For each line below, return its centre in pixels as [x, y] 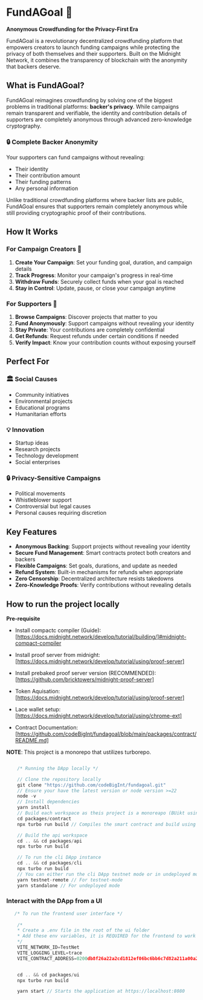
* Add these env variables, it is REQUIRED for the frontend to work [107, 936]
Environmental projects [44, 401]
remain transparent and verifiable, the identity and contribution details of [97, 113]
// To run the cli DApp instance [59, 858]
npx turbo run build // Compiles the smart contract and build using [107, 824]
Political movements [40, 494]
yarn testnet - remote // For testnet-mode [70, 880]
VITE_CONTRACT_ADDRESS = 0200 [52, 958]
